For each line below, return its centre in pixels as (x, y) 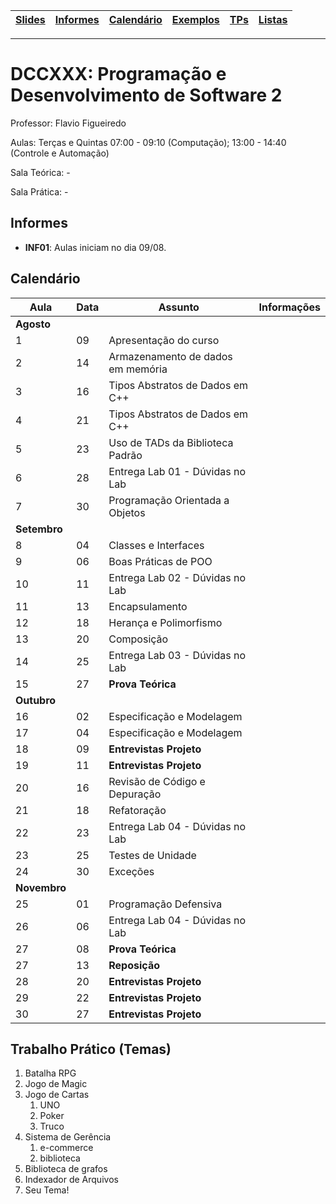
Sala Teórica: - (40, 172)
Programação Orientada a (169, 500)
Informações (289, 307)
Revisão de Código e (157, 781)
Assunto (179, 307)
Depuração (135, 794)
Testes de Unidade (152, 855)
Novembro (41, 887)
